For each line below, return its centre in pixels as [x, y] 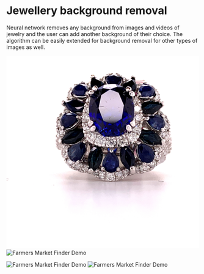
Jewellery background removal [87, 11]
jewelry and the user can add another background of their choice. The [95, 34]
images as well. [26, 47]
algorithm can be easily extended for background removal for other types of [102, 40]
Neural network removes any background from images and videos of [93, 28]
